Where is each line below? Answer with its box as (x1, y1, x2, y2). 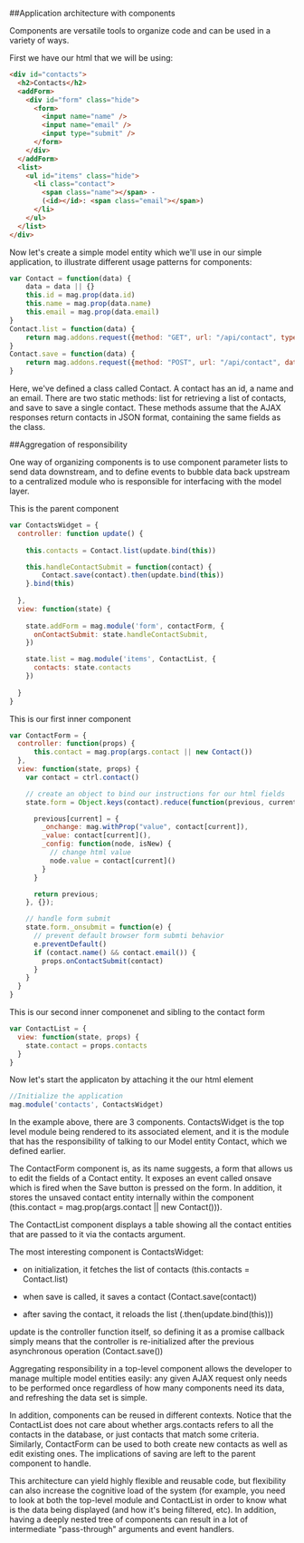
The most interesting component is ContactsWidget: (9, 1246, 204, 1257)
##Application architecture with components (9, 8, 176, 18)
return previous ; (33, 889, 100, 899)
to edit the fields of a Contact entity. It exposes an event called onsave (9, 1173, 272, 1184)
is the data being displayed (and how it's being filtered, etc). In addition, (9, 1505, 277, 1516)
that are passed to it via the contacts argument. (9, 1229, 185, 1240)
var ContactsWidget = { (9, 521, 100, 530)
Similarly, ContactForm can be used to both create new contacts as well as (9, 1439, 288, 1450)
